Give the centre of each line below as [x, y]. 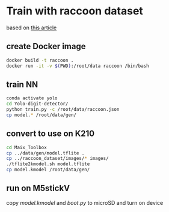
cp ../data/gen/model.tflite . [45, 153]
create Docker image [46, 46]
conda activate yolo [32, 98]
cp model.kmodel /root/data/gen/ [48, 170]
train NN [22, 84]
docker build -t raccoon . [40, 60]
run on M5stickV [38, 188]
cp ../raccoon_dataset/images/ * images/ [58, 159]
